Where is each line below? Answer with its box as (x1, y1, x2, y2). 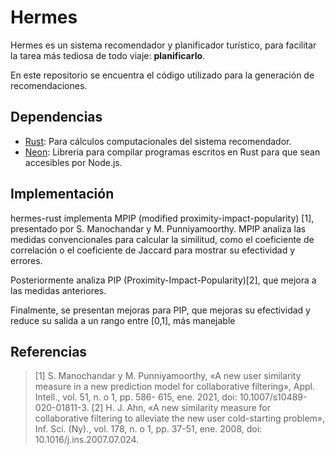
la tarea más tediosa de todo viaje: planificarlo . (10, 49, 206, 61)
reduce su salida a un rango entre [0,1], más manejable (10, 314, 236, 326)
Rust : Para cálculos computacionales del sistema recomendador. (24, 135, 292, 147)
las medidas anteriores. (10, 284, 107, 296)
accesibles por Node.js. (24, 156, 123, 168)
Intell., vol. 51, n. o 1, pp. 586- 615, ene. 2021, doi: (34, 391, 238, 403)
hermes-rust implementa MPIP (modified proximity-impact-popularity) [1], (10, 212, 315, 224)
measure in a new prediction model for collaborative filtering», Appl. (34, 381, 315, 393)
